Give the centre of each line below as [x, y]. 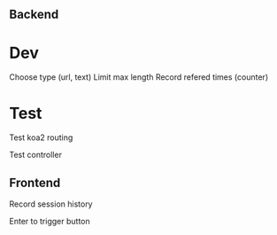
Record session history [51, 204]
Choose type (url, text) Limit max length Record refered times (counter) [138, 77]
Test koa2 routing [41, 137]
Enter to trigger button [50, 222]
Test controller [35, 155]
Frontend [35, 182]
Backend [34, 15]
